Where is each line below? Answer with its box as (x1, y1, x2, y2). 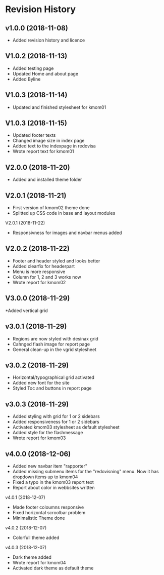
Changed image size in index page (12, 138, 85, 144)
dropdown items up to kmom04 (12, 474, 78, 480)
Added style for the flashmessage (12, 430, 83, 436)
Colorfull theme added (12, 534, 60, 541)
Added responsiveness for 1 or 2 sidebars (12, 419, 99, 425)
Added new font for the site (12, 380, 70, 386)
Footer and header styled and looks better (12, 257, 100, 264)
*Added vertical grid (5, 308, 48, 314)
